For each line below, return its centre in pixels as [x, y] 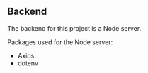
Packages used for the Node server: [60, 42]
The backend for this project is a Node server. [74, 28]
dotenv [28, 63]
